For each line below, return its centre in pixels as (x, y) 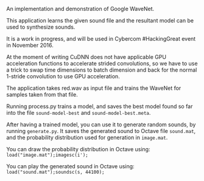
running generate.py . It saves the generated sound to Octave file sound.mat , (101, 131)
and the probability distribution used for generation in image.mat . (87, 137)
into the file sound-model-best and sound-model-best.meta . (79, 113)
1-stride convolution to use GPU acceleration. (63, 76)
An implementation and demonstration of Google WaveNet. (80, 9)
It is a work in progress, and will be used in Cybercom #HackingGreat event (101, 39)
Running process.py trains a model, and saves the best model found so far (100, 106)
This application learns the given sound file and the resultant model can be (100, 20)
